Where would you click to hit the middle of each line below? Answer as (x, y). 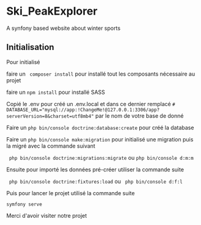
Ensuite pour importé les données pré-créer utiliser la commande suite (95, 170)
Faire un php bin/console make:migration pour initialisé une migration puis (100, 139)
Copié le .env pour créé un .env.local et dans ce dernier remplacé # (91, 104)
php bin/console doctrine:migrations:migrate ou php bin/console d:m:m (101, 157)
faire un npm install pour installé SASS (56, 92)
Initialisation (30, 47)
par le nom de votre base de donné (140, 116)
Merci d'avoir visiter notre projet (47, 215)
